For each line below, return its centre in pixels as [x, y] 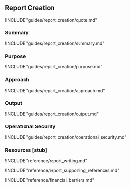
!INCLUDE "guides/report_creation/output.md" [52, 114]
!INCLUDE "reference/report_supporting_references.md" [62, 170]
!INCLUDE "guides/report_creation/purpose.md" [54, 67]
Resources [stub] [26, 150]
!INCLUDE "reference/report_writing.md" [46, 161]
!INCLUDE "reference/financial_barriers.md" [50, 180]
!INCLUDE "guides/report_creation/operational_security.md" [66, 137]
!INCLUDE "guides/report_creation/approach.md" [55, 90]
